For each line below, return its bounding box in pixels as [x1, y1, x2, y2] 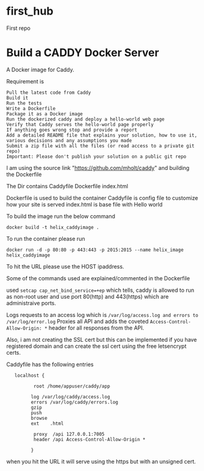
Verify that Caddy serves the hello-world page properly [6, 121, 154, 127]
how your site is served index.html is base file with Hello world [6, 200, 163, 208]
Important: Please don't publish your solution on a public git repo [6, 154, 187, 160]
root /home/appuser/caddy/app [33, 383, 111, 389]
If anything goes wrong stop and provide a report [6, 127, 138, 133]
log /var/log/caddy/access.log [30, 394, 111, 400]
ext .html [30, 420, 64, 427]
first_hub [6, 4, 54, 18]
